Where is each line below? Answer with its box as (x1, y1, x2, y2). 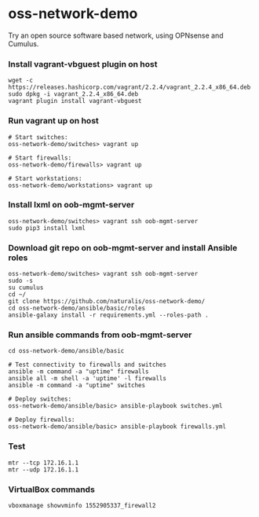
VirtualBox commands (8, 484, 96, 495)
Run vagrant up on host (8, 115, 100, 126)
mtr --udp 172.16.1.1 (8, 465, 79, 474)
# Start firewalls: (8, 154, 72, 162)
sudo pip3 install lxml (8, 224, 86, 232)
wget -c (8, 76, 34, 85)
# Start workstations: (8, 174, 82, 182)
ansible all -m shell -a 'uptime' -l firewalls (8, 375, 167, 383)
